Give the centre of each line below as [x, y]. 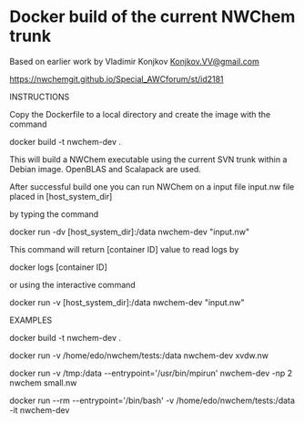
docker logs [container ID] [58, 267]
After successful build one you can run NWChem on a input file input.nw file [152, 186]
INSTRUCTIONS [40, 97]
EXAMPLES [31, 320]
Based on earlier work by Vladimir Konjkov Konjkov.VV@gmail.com [134, 61]
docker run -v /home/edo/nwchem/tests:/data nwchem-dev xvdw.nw [139, 355]
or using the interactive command [73, 284]
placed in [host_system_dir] [61, 196]
